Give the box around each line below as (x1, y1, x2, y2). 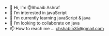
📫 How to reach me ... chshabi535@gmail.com (9, 26, 104, 31)
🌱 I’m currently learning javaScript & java (9, 15, 91, 20)
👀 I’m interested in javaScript (9, 10, 67, 16)
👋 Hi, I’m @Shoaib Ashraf (9, 5, 60, 10)
